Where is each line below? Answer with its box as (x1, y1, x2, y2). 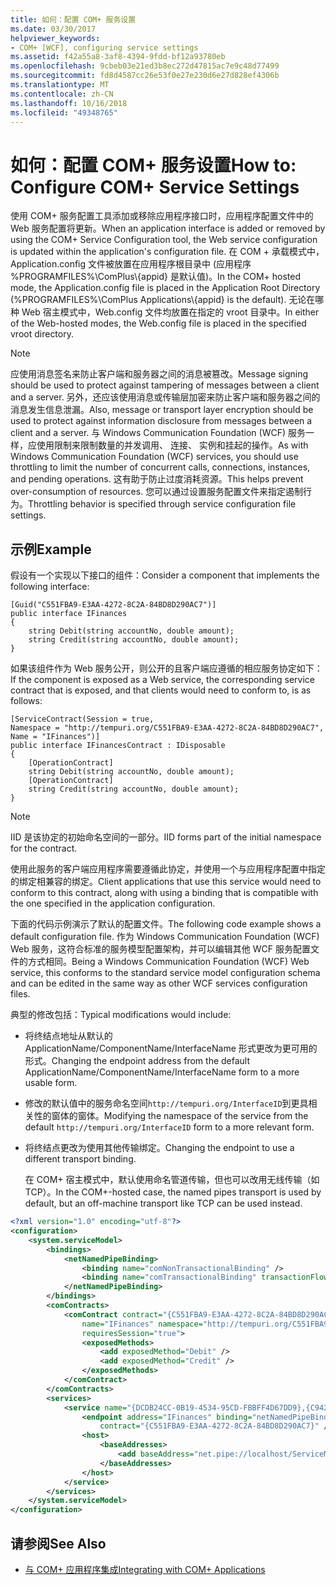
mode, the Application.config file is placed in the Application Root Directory (10, 282, 321, 294)
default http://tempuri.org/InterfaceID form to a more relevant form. (24, 1121, 315, 1133)
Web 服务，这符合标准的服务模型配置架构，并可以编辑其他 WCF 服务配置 (10, 943, 311, 955)
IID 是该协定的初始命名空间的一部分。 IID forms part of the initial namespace (10, 831, 322, 843)
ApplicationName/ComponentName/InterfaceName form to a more (24, 1066, 300, 1078)
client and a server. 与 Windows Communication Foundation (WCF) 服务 (10, 427, 306, 439)
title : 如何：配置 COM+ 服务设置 (10, 14, 137, 25)
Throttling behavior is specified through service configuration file (28, 498, 297, 510)
